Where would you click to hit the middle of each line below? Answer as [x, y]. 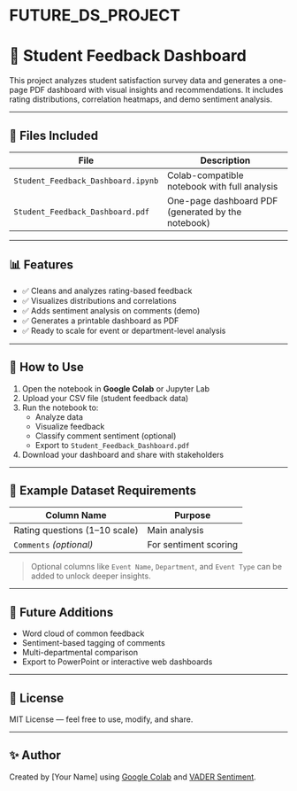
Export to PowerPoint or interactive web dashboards [117, 662]
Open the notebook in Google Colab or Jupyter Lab [116, 388]
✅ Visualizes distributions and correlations [99, 300]
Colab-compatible [206, 175]
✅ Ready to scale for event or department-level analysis [124, 330]
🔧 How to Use [46, 367]
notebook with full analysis [222, 186]
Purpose [192, 516]
